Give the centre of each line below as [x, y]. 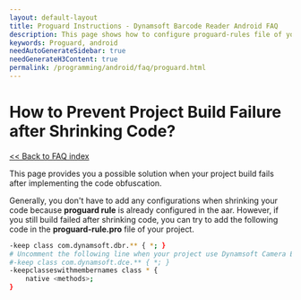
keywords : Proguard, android [64, 43]
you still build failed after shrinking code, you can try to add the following [144, 219]
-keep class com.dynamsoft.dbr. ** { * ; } [88, 245]
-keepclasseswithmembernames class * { [84, 270]
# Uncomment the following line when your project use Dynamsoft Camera [148, 254]
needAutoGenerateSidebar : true [68, 51]
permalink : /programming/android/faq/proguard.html [107, 68]
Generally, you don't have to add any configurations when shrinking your [143, 200]
